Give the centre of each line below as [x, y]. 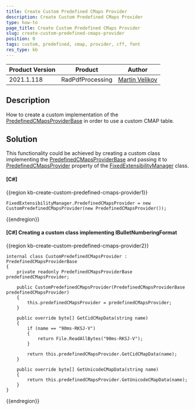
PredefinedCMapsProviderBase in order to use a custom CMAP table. [90, 120]
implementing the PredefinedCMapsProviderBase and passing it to [87, 160]
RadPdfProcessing [87, 79]
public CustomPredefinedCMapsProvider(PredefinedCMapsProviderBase [101, 287]
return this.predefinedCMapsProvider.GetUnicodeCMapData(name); [107, 379]
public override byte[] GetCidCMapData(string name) [83, 318]
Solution [22, 139]
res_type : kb [22, 50]
